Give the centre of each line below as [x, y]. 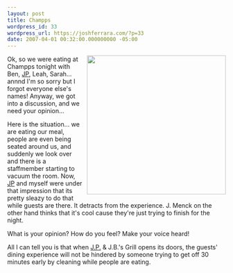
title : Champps [29, 20]
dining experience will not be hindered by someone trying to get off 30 [108, 255]
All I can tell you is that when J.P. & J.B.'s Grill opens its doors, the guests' [113, 247]
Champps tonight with [39, 67]
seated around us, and [39, 147]
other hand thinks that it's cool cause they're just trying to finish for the [109, 213]
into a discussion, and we [43, 104]
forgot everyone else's [39, 89]
